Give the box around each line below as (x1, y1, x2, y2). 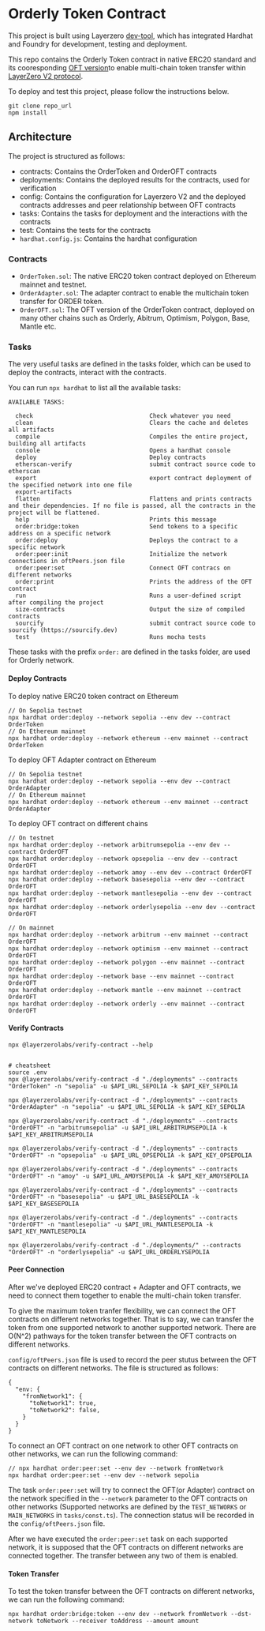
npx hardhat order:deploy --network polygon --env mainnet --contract (8, 958, 245, 966)
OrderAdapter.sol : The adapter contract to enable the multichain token (19, 288, 249, 298)
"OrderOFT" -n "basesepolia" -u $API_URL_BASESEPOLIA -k (8, 1193, 200, 1201)
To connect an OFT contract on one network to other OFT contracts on (8, 1441, 239, 1450)
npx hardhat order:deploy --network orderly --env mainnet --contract (8, 1000, 245, 1008)
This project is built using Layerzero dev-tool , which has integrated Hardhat (8, 31, 254, 40)
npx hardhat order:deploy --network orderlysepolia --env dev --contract (8, 903, 256, 911)
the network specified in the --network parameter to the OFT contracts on (8, 1494, 248, 1503)
